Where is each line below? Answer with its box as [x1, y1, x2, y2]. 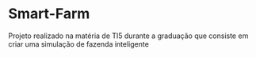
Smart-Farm [8, 5, 90, 23]
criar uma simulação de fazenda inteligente [8, 39, 149, 48]
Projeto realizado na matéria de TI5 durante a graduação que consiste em [8, 31, 249, 40]
